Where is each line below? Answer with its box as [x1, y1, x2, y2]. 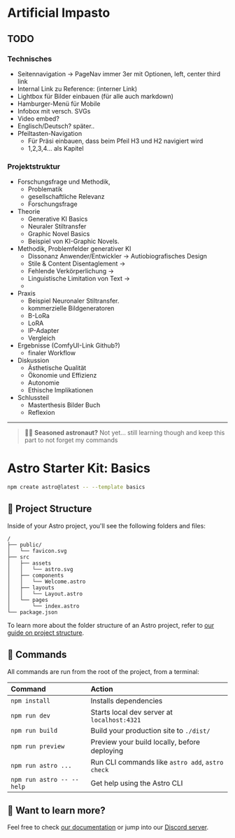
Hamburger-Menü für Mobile [17, 99, 101, 108]
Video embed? [17, 114, 59, 123]
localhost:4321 [90, 716, 141, 724]
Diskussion [17, 356, 50, 365]
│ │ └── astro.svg [7, 565, 73, 572]
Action [90, 684, 113, 694]
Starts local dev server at [90, 707, 173, 717]
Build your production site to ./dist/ [90, 725, 211, 735]
